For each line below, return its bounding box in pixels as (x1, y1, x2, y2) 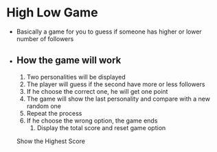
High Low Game (6, 5, 98, 21)
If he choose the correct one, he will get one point (26, 87, 168, 95)
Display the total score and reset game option (36, 123, 166, 131)
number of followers (16, 34, 74, 42)
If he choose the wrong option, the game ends (26, 116, 158, 125)
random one (26, 101, 61, 110)
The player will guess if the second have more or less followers (26, 80, 205, 88)
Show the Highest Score (16, 137, 85, 145)
